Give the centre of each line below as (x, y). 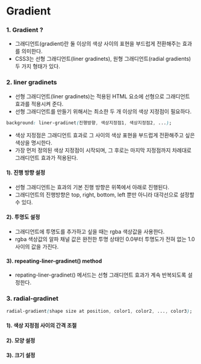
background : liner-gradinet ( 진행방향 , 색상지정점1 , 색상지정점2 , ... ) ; (89, 123)
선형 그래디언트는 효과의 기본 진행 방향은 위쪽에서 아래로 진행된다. (92, 187)
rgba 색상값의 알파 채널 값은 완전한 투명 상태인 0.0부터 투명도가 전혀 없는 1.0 (105, 239)
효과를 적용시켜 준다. (39, 104)
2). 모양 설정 (21, 340)
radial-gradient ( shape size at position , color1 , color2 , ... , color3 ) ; (99, 311)
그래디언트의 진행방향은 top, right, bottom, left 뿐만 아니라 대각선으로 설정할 (104, 195)
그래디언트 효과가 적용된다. (46, 157)
